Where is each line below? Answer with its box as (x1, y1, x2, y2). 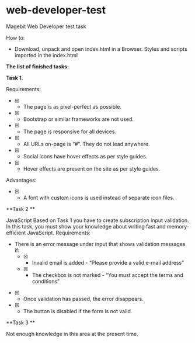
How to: (6, 34, 25, 41)
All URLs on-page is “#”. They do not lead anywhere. (23, 140, 150, 147)
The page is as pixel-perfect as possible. (23, 103, 121, 110)
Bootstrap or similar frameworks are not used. (23, 115, 134, 123)
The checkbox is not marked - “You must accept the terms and (32, 271, 184, 278)
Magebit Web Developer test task (6, 23, 86, 30)
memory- (166, 223, 190, 230)
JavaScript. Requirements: (27, 229, 90, 236)
